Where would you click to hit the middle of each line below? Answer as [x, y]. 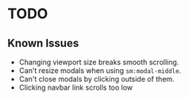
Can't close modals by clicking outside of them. [97, 79]
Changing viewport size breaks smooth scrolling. [99, 62]
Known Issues [43, 43]
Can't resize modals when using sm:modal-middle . [100, 71]
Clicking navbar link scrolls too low [76, 87]
